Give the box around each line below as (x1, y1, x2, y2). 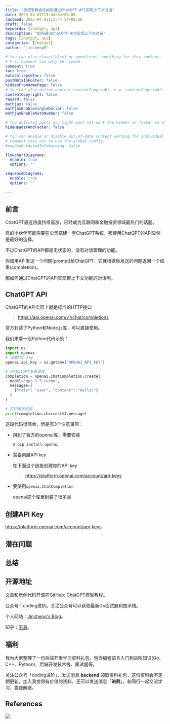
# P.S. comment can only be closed (5, 59, 80, 64)
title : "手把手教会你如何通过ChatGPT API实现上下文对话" (5, 7, 115, 13)
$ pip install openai (12, 442, 58, 447)
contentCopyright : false (5, 92, 58, 97)
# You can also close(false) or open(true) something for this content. (5, 54, 162, 59)
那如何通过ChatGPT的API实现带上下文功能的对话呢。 (5, 275, 115, 281)
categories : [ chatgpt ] (5, 41, 53, 46)
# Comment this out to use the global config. (5, 138, 105, 143)
